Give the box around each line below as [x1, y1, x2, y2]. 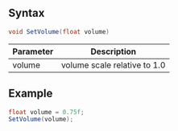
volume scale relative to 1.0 [60, 59, 166, 71]
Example [8, 87, 53, 100]
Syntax [8, 6, 45, 20]
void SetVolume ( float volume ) [8, 27, 110, 35]
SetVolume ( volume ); [8, 116, 74, 124]
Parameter [12, 46, 54, 57]
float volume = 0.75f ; [8, 108, 85, 116]
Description [90, 46, 137, 57]
